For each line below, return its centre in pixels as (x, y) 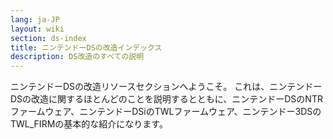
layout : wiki (37, 29)
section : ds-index (48, 38)
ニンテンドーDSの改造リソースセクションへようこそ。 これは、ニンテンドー (166, 87)
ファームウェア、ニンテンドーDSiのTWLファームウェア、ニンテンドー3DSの (166, 112)
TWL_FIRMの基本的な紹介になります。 (89, 124)
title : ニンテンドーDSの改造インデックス (86, 47)
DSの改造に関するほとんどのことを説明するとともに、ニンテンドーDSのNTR (166, 99)
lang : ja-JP (35, 19)
